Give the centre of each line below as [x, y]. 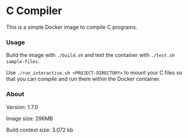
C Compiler [34, 11]
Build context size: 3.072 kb [40, 130]
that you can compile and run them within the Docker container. [83, 79]
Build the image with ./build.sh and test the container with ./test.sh [90, 55]
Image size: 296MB [29, 118]
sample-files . [23, 61]
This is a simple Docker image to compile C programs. [72, 27]
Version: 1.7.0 [22, 107]
